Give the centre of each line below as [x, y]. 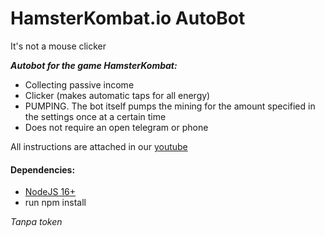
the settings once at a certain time [95, 116]
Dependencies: [43, 169]
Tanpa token [36, 222]
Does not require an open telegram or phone [116, 127]
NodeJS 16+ [50, 192]
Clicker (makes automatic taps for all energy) [117, 95]
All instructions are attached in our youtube [99, 146]
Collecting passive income [79, 84]
